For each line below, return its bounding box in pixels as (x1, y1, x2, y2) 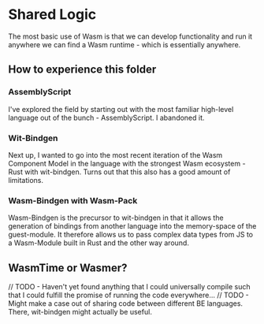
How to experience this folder (8, 63, 157, 76)
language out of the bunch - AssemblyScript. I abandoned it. (8, 113, 205, 122)
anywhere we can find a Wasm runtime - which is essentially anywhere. (8, 39, 241, 49)
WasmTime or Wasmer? (8, 261, 128, 274)
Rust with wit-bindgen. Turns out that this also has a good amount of (8, 167, 231, 177)
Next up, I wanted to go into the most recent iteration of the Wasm (8, 150, 223, 159)
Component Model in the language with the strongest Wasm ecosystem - (8, 158, 246, 168)
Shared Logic (8, 6, 97, 24)
